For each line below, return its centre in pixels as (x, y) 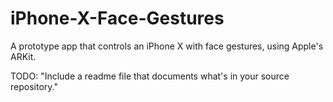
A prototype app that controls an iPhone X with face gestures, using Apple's (167, 46)
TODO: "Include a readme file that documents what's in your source (150, 76)
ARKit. (23, 56)
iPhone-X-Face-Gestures (117, 18)
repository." (34, 86)
